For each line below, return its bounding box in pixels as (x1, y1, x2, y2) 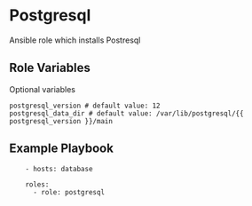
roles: (25, 179, 50, 189)
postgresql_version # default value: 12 (9, 101, 161, 110)
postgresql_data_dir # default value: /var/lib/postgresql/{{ (9, 108, 244, 118)
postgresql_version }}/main (9, 116, 114, 125)
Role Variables (9, 60, 91, 75)
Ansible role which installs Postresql (9, 35, 141, 45)
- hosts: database (25, 164, 93, 173)
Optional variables (9, 83, 75, 94)
